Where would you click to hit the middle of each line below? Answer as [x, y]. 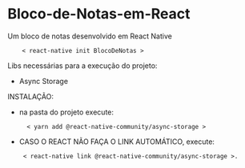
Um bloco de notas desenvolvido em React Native [90, 36]
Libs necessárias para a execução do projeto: [82, 66]
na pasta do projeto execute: [66, 112]
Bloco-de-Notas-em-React [99, 14]
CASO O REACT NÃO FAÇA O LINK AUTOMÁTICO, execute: [117, 142]
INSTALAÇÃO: [30, 96]
